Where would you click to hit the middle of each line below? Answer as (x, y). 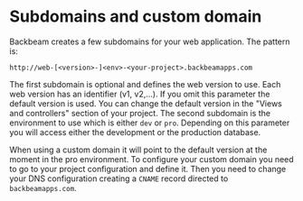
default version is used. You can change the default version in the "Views (146, 103)
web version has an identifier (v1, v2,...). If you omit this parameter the (140, 94)
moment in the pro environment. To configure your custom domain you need (151, 159)
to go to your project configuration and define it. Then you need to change (148, 169)
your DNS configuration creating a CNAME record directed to (119, 178)
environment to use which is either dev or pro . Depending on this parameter (150, 123)
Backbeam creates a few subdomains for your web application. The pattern (150, 41)
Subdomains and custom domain (136, 17)
